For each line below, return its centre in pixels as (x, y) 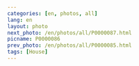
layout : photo (28, 26)
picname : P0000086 (34, 39)
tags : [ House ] (28, 52)
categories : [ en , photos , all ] (52, 13)
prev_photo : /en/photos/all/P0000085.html (69, 45)
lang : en (20, 20)
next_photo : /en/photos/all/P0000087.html (69, 33)
